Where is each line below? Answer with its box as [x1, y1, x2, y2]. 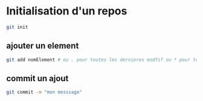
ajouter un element [6, 41, 79, 51]
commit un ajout [6, 73, 69, 84]
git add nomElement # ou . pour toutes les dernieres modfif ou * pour [6, 57, 190, 63]
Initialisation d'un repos [6, 4, 127, 18]
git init [6, 24, 28, 30]
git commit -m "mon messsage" [6, 89, 83, 96]
